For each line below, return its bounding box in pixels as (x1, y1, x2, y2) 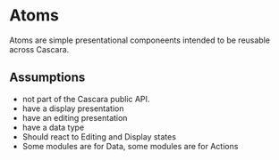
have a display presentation (21, 103, 124, 114)
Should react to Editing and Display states (21, 131, 177, 142)
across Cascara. (9, 44, 70, 54)
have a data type (21, 122, 85, 132)
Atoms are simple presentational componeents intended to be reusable (9, 35, 271, 45)
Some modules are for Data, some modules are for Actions (21, 140, 239, 151)
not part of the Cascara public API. (21, 93, 150, 104)
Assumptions (9, 70, 86, 85)
